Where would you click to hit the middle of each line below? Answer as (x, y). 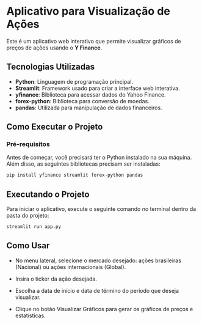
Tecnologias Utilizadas (51, 67)
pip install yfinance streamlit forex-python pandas (75, 175)
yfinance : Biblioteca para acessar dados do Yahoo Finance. (90, 94)
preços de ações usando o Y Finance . (54, 48)
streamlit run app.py (34, 227)
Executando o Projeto (48, 194)
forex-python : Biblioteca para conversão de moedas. (82, 101)
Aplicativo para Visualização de (88, 11)
